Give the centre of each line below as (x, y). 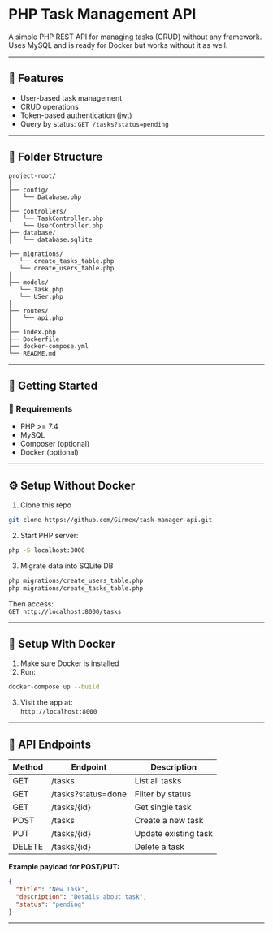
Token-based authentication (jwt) (76, 115)
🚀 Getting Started (53, 385)
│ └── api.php (36, 317)
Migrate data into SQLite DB (67, 566)
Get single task (163, 807)
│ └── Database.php (45, 197)
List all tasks (158, 781)
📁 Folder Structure (56, 157)
